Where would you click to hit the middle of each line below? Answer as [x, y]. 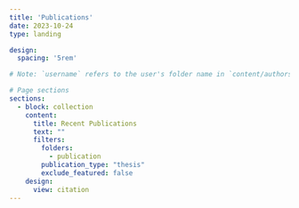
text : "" [49, 132]
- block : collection [55, 107]
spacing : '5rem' [47, 59]
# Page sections [39, 91]
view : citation [61, 189]
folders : [57, 148]
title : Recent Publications [85, 124]
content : [41, 115]
